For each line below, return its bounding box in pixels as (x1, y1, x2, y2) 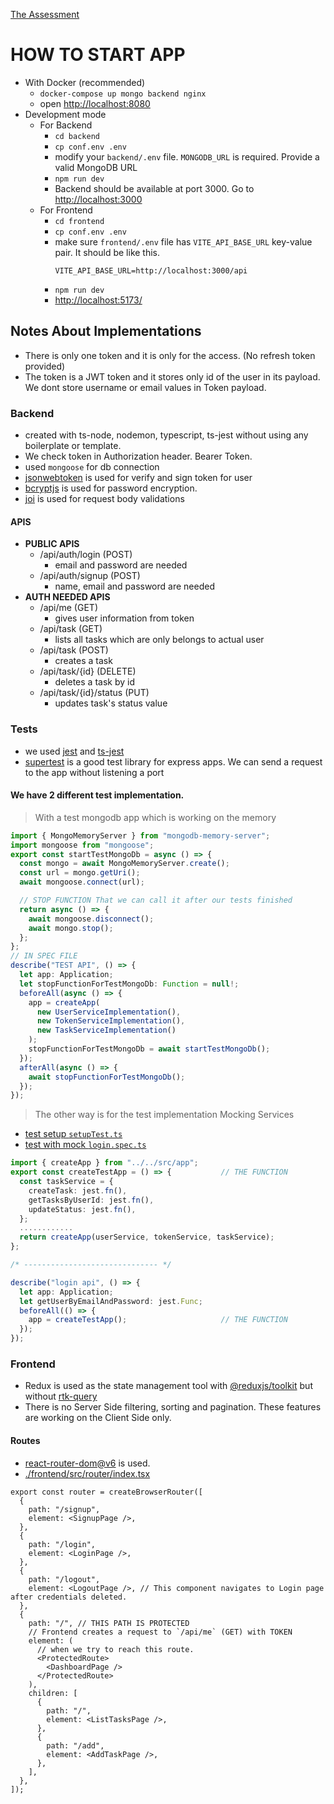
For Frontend (39, 204, 93, 216)
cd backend (54, 131, 100, 141)
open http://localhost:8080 (39, 97, 151, 109)
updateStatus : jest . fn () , (28, 1204, 137, 1214)
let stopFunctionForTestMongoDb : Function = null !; (19, 979, 240, 989)
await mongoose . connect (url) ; (19, 877, 145, 888)
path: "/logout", (28, 1574, 101, 1584)
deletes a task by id (54, 676, 135, 688)
